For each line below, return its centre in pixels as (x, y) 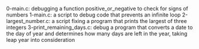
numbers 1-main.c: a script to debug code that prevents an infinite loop (94, 15)
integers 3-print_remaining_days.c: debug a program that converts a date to (99, 27)
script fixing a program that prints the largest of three (121, 21)
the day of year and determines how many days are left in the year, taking (97, 34)
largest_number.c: (28, 21)
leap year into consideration (41, 40)
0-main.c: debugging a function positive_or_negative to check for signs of (97, 9)
